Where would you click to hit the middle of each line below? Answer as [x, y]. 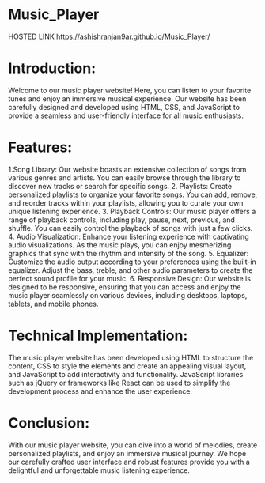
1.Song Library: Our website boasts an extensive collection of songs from [127, 169]
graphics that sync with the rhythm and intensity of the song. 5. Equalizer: [129, 253]
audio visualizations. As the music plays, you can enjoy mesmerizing [120, 245]
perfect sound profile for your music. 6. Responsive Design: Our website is [130, 278]
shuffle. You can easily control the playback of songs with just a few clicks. [131, 228]
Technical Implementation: [98, 336]
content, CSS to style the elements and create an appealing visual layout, [127, 366]
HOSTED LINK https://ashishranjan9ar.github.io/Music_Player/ [109, 36]
